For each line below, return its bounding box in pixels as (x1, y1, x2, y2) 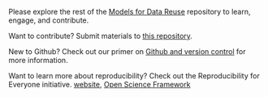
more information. (8, 56, 68, 65)
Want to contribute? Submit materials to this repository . (8, 32, 193, 40)
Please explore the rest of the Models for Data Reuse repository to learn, (8, 7, 251, 16)
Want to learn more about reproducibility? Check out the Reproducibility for (8, 71, 260, 80)
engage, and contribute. (8, 15, 89, 25)
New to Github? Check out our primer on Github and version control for (8, 47, 246, 56)
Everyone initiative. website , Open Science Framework (8, 80, 191, 89)
